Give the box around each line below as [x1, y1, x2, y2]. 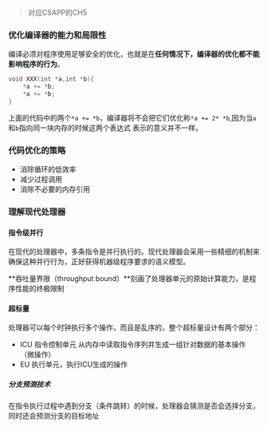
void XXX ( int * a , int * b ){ [8, 75, 94, 83]
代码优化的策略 [8, 145, 66, 156]
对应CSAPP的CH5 [27, 8, 88, 17]
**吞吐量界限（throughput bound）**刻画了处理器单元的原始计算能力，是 [8, 274, 250, 283]
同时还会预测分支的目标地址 [8, 411, 100, 421]
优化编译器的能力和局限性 [8, 30, 107, 41]
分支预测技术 [8, 379, 50, 390]
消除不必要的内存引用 [19, 184, 90, 194]
